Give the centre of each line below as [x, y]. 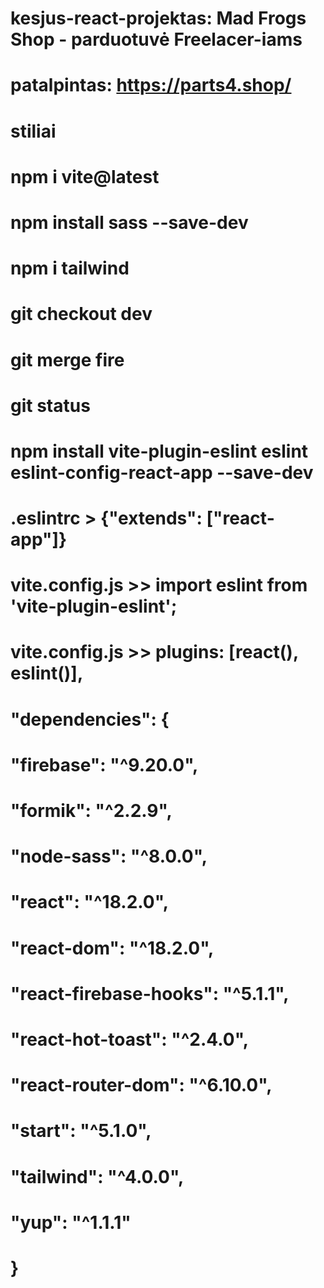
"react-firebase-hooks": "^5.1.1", [150, 993]
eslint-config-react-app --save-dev [162, 472]
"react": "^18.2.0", [90, 902]
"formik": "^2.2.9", [91, 811]
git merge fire [67, 359]
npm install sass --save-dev [129, 222]
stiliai [33, 131]
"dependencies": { [90, 719]
